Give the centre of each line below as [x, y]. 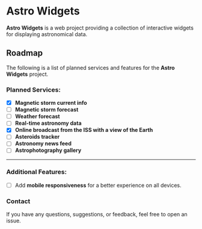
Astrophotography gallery [48, 150]
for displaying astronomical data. [47, 34]
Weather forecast [37, 116]
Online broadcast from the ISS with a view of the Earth [84, 130]
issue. [14, 221]
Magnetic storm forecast [47, 110]
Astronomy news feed [43, 143]
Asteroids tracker [37, 137]
